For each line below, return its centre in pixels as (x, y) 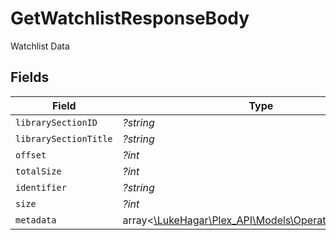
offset (31, 155)
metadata (36, 220)
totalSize (38, 171)
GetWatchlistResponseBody (130, 18)
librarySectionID (56, 122)
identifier (41, 187)
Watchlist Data (40, 46)
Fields (30, 77)
